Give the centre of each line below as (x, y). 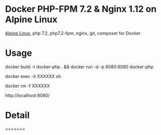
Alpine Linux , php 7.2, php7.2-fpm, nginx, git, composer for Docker (73, 33)
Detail (17, 116)
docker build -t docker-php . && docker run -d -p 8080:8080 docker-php (80, 67)
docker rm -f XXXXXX (28, 86)
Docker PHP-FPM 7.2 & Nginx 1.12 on (81, 9)
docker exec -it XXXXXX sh (33, 76)
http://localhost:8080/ (28, 95)
